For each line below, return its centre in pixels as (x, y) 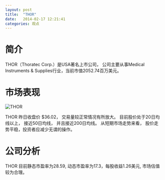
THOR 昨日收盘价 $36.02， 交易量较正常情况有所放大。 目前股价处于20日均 (82, 117)
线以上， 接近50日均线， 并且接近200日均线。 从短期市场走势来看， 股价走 (82, 123)
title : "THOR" (21, 14)
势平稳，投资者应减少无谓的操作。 (40, 129)
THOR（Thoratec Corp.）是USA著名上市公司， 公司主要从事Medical (75, 65)
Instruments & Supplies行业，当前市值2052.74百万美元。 (63, 71)
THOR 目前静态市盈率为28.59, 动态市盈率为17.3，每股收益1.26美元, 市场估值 (82, 166)
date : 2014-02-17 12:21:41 (35, 19)
